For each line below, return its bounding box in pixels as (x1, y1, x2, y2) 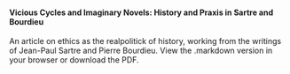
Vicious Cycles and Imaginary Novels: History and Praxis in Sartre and (9, 7, 273, 18)
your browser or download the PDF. (9, 55, 139, 65)
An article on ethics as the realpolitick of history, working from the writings (9, 36, 282, 47)
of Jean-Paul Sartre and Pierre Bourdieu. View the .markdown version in (9, 45, 273, 56)
